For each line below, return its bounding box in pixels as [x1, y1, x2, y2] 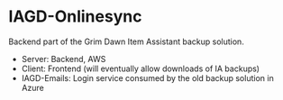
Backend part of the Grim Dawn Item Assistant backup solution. [8, 36, 244, 47]
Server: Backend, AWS [21, 53, 106, 64]
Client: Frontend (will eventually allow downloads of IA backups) [21, 63, 260, 74]
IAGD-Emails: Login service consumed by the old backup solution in [21, 72, 274, 83]
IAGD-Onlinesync [8, 6, 142, 27]
